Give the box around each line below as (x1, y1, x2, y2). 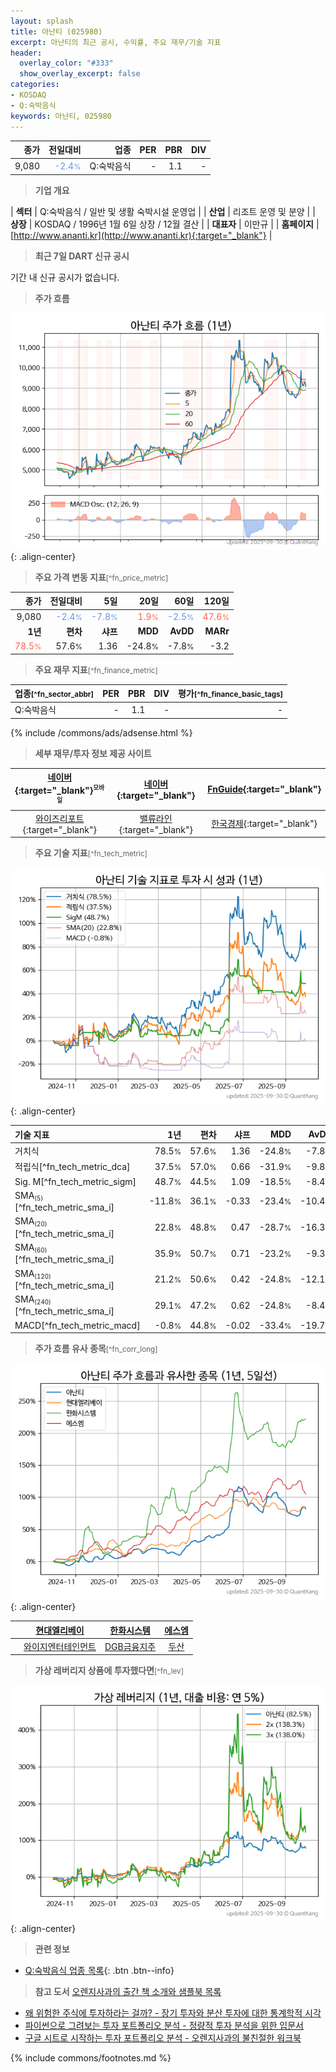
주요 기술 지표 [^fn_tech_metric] (34, 847, 148, 859)
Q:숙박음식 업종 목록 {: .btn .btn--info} (24, 1965, 175, 1977)
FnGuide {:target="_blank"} (207, 783, 322, 795)
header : (10, 48, 43, 58)
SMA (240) (14, 1293, 52, 1307)
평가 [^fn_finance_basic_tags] (177, 688, 284, 699)
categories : (10, 80, 60, 90)
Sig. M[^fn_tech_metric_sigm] (14, 1175, 137, 1187)
